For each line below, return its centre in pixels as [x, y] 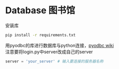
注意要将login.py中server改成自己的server [49, 52]
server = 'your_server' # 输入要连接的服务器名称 [54, 61]
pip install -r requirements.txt [41, 35]
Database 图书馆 [40, 10]
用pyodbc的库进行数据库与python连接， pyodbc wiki [59, 45]
